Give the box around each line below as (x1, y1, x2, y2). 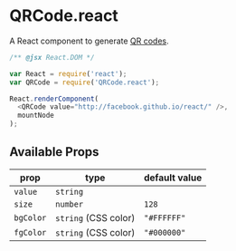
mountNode (17, 111, 54, 121)
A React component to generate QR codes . (9, 35, 169, 46)
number (55, 198, 84, 209)
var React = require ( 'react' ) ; (9, 69, 127, 78)
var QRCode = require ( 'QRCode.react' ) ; (9, 78, 160, 87)
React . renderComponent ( (9, 94, 99, 103)
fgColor (14, 227, 47, 237)
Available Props (9, 144, 99, 159)
